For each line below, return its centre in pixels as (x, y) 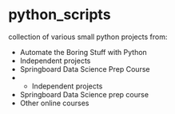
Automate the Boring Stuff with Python (84, 52)
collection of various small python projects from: (88, 37)
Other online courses (54, 103)
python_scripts (60, 15)
